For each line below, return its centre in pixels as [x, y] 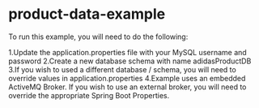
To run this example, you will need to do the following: [98, 37]
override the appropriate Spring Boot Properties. [89, 95]
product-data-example [87, 14]
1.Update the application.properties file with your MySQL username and [127, 52]
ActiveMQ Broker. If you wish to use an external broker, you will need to [127, 87]
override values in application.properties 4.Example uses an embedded [127, 78]
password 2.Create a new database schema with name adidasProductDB [130, 61]
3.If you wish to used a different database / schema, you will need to [122, 69]
